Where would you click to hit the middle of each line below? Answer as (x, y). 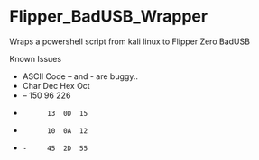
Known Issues (35, 58)
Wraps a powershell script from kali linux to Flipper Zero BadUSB (130, 41)
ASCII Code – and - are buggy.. (80, 76)
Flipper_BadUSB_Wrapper (109, 17)
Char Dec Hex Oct (56, 85)
